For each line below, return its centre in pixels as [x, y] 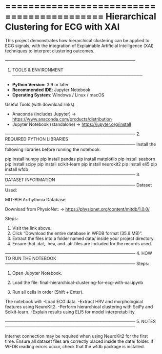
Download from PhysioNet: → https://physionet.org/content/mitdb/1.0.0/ [77, 209]
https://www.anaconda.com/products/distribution [62, 119]
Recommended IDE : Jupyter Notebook [51, 90]
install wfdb [17, 169]
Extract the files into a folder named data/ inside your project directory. [83, 238]
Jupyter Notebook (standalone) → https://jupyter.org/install [71, 124]
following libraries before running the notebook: [53, 149]
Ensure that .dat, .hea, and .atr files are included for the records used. [82, 243]
